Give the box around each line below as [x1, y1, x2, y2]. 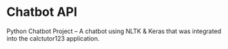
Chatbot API [6, 4, 77, 20]
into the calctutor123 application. [6, 34, 100, 42]
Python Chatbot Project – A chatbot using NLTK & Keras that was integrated [6, 27, 222, 35]
